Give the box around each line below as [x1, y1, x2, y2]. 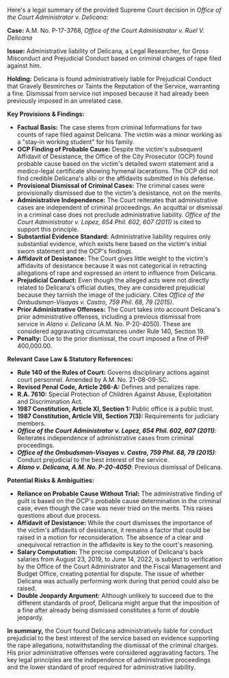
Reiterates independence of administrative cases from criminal [16, 434, 194, 441]
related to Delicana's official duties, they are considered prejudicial [16, 284, 205, 291]
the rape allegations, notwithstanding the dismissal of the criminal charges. [7, 641, 219, 649]
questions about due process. [16, 511, 101, 520]
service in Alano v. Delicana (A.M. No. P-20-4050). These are [16, 320, 191, 328]
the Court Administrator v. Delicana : [7, 13, 109, 21]
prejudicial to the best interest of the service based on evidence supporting [7, 634, 219, 642]
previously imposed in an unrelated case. [7, 97, 123, 105]
